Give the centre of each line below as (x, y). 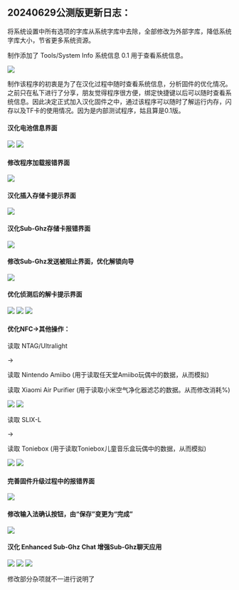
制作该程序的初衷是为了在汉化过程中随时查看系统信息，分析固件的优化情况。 (119, 83)
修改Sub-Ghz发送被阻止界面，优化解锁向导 (71, 261)
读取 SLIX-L (25, 420)
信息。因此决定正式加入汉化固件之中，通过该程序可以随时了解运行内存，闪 (122, 101)
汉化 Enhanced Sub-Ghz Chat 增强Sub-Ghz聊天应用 (85, 547)
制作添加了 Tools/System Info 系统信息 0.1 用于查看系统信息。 (97, 55)
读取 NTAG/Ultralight (37, 346)
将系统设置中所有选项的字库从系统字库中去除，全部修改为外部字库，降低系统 (119, 31)
